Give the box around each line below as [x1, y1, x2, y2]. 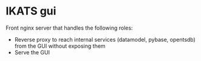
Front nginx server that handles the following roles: [5, 24, 133, 31]
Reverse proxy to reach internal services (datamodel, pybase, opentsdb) [14, 36, 196, 43]
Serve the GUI [14, 48, 50, 56]
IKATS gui [5, 4, 56, 18]
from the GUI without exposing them [14, 42, 106, 50]
